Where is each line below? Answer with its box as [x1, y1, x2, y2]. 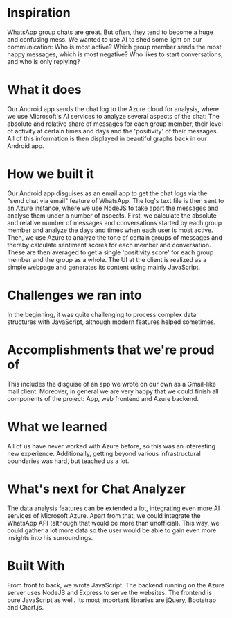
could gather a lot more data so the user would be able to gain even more [7, 526, 217, 535]
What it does [7, 82, 82, 98]
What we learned [7, 418, 107, 434]
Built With [7, 558, 65, 574]
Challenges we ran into [7, 287, 142, 303]
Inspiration [7, 5, 71, 21]
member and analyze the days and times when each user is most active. [7, 226, 213, 234]
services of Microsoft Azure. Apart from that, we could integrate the [7, 511, 201, 519]
